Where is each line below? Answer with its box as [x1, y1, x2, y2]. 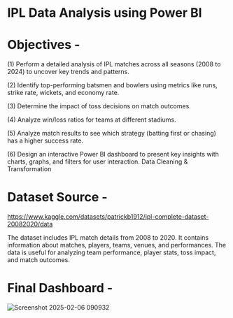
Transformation [7, 165, 52, 173]
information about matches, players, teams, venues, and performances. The [7, 241, 226, 250]
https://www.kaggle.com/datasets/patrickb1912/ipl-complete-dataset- [7, 212, 209, 221]
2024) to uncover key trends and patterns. [7, 68, 129, 76]
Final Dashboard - [7, 280, 113, 296]
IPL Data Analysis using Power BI [7, 5, 202, 21]
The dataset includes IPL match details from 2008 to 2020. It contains [7, 233, 209, 242]
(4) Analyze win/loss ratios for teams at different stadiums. [7, 115, 176, 124]
